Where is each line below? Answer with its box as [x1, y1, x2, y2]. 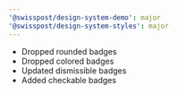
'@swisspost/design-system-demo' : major [8, 13, 162, 22]
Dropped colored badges [21, 56, 114, 66]
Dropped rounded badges [21, 46, 117, 56]
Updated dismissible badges [21, 64, 127, 76]
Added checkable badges [21, 74, 117, 85]
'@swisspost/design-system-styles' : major [8, 21, 169, 30]
